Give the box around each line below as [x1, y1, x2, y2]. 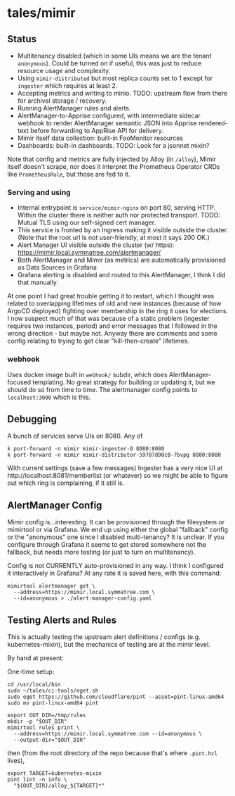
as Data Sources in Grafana [17, 263, 97, 272]
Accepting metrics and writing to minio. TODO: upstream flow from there [17, 89, 228, 97]
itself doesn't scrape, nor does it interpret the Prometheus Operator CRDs [7, 163, 220, 170]
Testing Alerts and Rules [7, 614, 117, 626]
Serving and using [7, 187, 72, 197]
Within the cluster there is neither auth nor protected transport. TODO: [17, 211, 221, 220]
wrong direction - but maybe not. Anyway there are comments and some [7, 329, 217, 338]
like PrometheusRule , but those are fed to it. [7, 170, 130, 178]
